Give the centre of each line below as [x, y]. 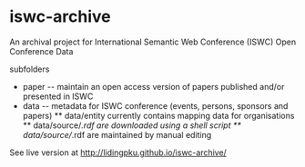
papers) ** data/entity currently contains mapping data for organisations [158, 115]
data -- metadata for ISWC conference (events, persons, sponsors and [155, 105]
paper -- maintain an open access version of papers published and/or [153, 86]
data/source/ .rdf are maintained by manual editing [117, 134]
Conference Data [41, 51]
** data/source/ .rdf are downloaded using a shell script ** [132, 125]
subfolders [30, 69]
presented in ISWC [58, 96]
